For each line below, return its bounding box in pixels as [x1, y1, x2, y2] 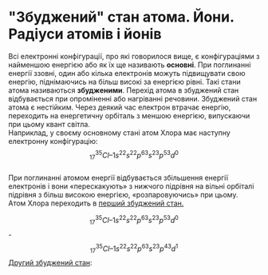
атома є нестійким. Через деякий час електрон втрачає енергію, [8, 102, 231, 112]
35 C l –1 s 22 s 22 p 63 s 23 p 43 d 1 [95, 242, 179, 253]
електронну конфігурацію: [8, 136, 98, 145]
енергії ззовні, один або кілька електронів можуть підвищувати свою [8, 68, 246, 78]
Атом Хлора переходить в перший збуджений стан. [8, 198, 184, 208]
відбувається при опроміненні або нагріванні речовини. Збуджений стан [8, 94, 258, 103]
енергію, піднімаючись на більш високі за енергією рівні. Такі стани [8, 77, 241, 86]
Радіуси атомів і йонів [8, 25, 162, 43]
